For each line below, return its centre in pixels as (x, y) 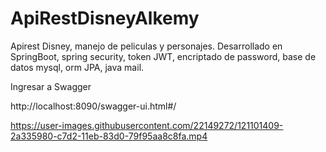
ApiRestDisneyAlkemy (105, 18)
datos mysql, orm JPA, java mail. (77, 67)
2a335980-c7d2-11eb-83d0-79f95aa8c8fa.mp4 (109, 136)
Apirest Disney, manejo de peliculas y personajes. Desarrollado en (146, 46)
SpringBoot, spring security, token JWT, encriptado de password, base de (163, 56)
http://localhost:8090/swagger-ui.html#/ (93, 106)
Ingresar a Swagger (51, 86)
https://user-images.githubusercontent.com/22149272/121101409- (147, 125)
